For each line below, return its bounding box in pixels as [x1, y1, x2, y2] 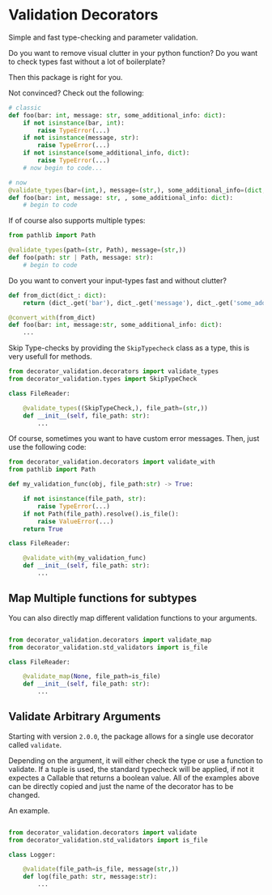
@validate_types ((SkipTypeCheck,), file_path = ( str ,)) [23, 404, 208, 412]
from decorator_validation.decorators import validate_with [8, 458, 216, 466]
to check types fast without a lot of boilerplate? [8, 57, 166, 66]
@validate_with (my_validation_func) [23, 554, 147, 562]
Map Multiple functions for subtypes [8, 592, 198, 605]
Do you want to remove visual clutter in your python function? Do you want [8, 48, 258, 57]
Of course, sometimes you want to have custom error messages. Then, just [8, 434, 260, 443]
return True [23, 524, 63, 533]
